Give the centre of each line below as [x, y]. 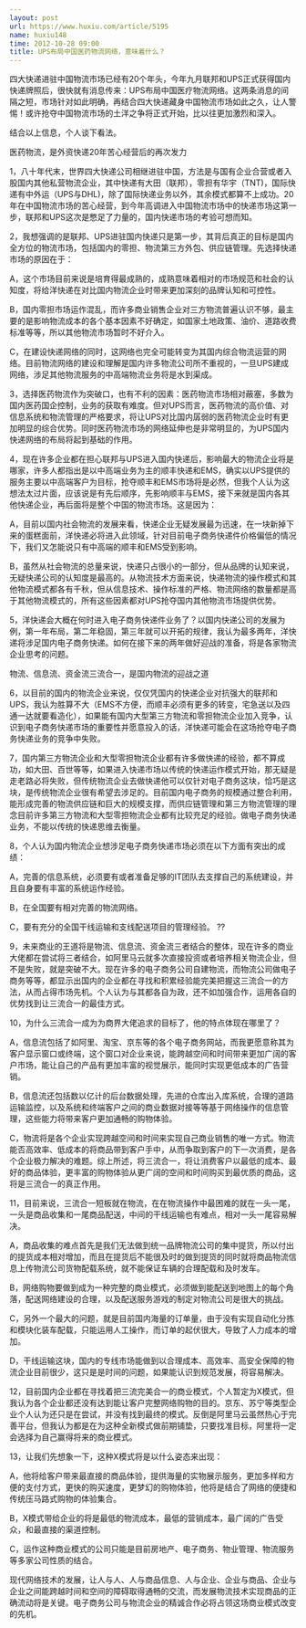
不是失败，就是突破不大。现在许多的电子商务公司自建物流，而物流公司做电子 [153, 970]
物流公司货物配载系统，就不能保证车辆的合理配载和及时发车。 [149, 1268]
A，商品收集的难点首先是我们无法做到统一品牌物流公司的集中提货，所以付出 [152, 1245]
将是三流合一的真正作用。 [57, 1184]
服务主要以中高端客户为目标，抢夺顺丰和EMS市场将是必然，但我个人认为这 [150, 482]
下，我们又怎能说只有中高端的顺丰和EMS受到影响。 [106, 547]
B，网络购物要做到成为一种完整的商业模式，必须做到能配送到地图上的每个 [148, 1287]
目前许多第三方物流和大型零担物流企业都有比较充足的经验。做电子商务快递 [157, 815]
